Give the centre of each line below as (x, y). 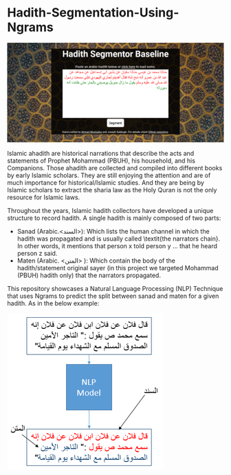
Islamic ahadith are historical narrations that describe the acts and (101, 153)
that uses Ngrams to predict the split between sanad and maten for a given (113, 296)
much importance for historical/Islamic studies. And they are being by (106, 182)
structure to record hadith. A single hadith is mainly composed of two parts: (114, 218)
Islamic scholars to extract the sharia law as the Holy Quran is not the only (112, 190)
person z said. (37, 253)
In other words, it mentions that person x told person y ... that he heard (117, 245)
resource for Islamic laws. (44, 197)
